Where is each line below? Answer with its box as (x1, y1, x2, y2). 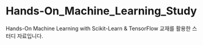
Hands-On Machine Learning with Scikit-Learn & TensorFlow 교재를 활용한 (5, 25, 191, 32)
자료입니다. (16, 32, 44, 40)
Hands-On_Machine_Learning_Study (5, 4, 198, 18)
